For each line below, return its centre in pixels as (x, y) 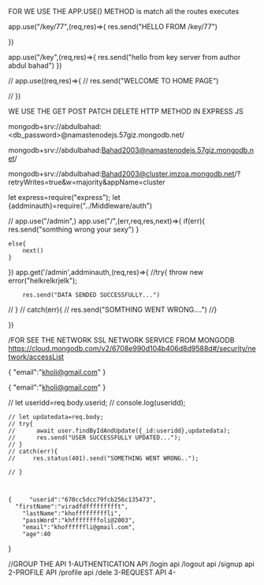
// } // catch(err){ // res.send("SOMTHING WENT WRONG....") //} (113, 309)
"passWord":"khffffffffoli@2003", (79, 520)
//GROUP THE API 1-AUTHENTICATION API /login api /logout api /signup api (131, 564)
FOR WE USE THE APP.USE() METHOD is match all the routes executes (124, 11)
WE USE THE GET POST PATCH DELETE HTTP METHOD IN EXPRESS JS (126, 111)
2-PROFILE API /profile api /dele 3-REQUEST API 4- (92, 572)
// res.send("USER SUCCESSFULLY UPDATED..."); (95, 438)
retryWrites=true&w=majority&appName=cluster (87, 182)
